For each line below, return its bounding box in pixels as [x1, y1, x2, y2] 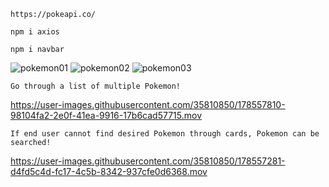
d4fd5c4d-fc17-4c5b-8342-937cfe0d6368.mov [10, 166, 208, 177]
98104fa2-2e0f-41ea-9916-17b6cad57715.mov [10, 110, 203, 121]
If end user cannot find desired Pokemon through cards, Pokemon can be [10, 129, 320, 139]
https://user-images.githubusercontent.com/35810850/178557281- [10, 155, 286, 167]
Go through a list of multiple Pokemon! [10, 81, 182, 91]
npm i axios [10, 27, 60, 37]
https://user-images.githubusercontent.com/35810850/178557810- [10, 99, 286, 110]
